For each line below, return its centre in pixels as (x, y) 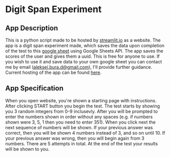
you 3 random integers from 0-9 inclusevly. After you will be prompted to (82, 111)
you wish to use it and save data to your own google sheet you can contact (84, 62)
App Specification (34, 88)
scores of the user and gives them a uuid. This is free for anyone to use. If (82, 56)
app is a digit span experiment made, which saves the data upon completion (85, 46)
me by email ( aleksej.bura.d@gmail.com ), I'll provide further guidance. (79, 67)
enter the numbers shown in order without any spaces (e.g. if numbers (79, 116)
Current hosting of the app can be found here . (54, 72)
